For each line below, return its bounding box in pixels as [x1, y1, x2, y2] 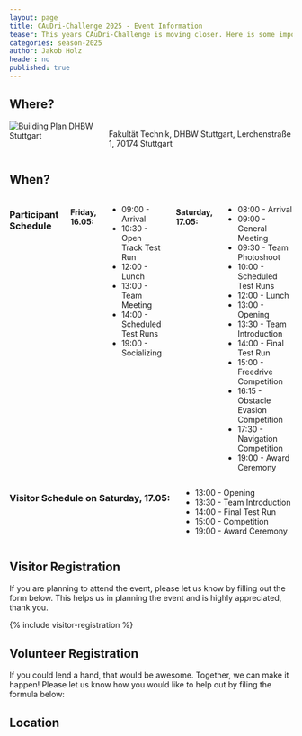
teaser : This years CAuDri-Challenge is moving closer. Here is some [9, 30, 276, 39]
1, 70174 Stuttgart [108, 138, 173, 148]
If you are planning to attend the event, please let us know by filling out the [9, 583, 286, 594]
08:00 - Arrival [237, 203, 292, 214]
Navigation [237, 433, 279, 444]
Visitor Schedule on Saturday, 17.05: [9, 492, 171, 505]
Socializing [120, 347, 163, 358]
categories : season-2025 [9, 38, 102, 48]
